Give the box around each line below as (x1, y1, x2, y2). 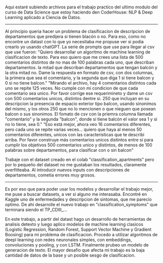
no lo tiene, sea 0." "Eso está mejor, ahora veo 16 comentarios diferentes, (5, 122, 151, 127)
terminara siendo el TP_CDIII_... (5, 207, 67, 212)
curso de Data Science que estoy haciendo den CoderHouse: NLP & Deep (5, 9, 153, 15)
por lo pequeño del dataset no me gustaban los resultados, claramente (5, 162, 147, 167)
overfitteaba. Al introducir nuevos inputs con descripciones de (5, 167, 130, 173)
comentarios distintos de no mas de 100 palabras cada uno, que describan (5, 59, 154, 65)
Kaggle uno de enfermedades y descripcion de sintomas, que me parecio (5, 196, 152, 202)
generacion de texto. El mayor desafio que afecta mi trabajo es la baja (5, 247, 145, 253)
